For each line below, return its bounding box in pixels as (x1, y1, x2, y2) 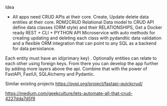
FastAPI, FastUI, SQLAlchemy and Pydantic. (5, 71, 95, 77)
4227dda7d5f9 (5, 96, 36, 102)
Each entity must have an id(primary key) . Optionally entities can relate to (5, 55, 157, 61)
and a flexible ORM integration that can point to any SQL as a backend (12, 40, 157, 46)
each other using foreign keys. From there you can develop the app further (5, 61, 159, 66)
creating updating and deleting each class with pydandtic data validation (12, 35, 162, 41)
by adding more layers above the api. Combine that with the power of (5, 66, 148, 72)
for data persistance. (12, 46, 56, 51)
